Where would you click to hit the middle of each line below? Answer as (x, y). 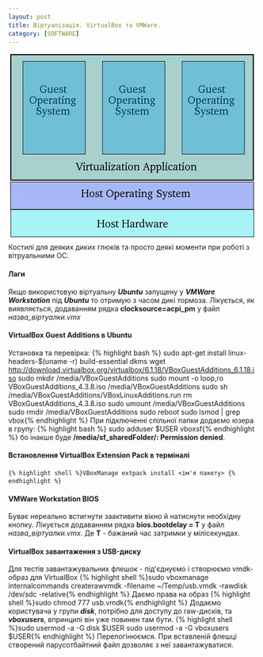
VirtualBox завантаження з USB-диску (75, 551)
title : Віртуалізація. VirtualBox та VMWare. (84, 25)
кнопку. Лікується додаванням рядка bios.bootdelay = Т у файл (116, 525)
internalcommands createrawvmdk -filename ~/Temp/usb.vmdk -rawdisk (128, 586)
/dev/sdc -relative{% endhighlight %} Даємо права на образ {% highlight (130, 594)
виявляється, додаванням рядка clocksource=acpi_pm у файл (114, 308)
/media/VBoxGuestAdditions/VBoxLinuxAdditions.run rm (100, 395)
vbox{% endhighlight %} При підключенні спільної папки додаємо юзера (131, 420)
